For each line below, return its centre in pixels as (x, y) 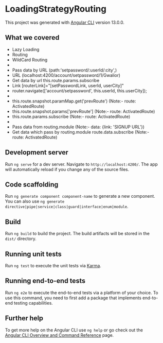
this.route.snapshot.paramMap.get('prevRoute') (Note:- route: (74, 101)
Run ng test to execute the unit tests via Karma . (53, 266)
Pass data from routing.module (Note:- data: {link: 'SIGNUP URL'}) (78, 127)
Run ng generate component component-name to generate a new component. (80, 196)
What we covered (32, 38)
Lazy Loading (26, 49)
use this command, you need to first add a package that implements (73, 298)
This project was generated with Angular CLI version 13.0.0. (65, 22)
